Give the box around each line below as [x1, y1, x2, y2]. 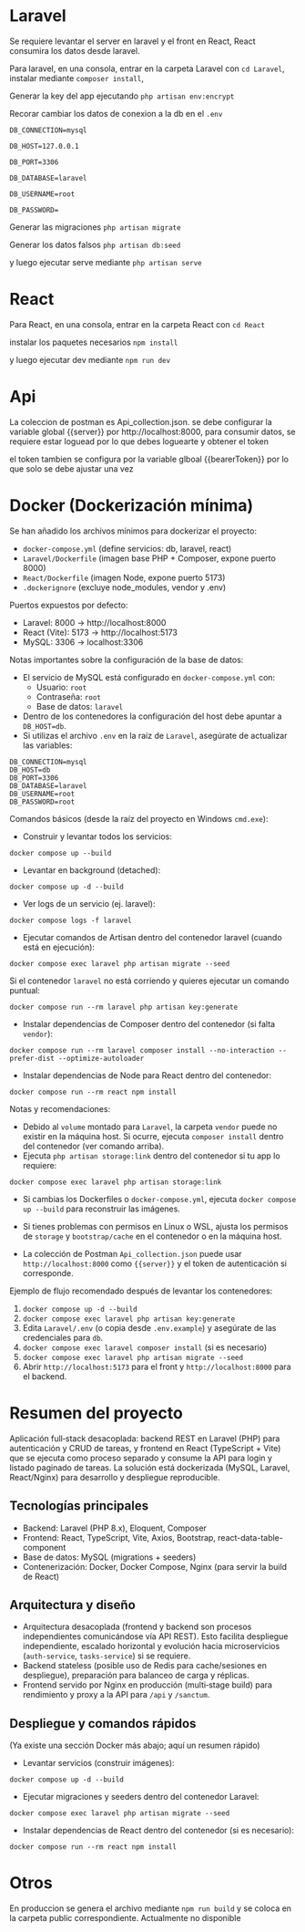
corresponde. [22, 1267, 75, 1278]
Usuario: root [36, 681, 87, 692]
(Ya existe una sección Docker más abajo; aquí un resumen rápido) [9, 1740, 261, 1751]
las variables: [22, 740, 73, 751]
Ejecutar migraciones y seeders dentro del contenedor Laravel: [22, 1792, 259, 1802]
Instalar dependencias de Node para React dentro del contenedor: [22, 1069, 271, 1081]
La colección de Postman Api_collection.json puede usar [22, 1248, 243, 1259]
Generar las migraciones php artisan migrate [9, 221, 181, 233]
